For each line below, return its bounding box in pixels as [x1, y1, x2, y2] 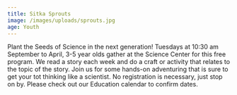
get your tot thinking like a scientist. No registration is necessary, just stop [7, 72, 223, 81]
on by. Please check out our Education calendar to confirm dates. [7, 80, 198, 89]
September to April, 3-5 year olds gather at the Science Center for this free [7, 50, 226, 58]
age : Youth [7, 23, 40, 30]
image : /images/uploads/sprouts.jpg [7, 17, 115, 24]
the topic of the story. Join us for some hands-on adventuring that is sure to [7, 65, 229, 74]
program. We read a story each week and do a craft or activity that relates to [7, 58, 231, 66]
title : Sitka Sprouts [7, 10, 71, 18]
